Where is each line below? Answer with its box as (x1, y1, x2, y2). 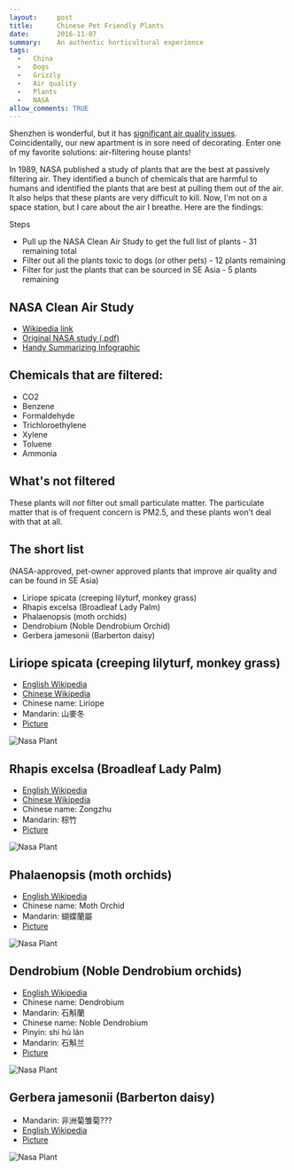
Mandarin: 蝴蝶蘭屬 (21, 911, 93, 921)
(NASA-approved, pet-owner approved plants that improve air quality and (9, 565, 277, 576)
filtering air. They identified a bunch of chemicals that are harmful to (9, 174, 258, 185)
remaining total (21, 246, 77, 257)
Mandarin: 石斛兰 (21, 1037, 86, 1047)
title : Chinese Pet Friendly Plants (9, 21, 165, 30)
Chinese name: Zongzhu (21, 804, 112, 815)
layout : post (9, 12, 73, 22)
